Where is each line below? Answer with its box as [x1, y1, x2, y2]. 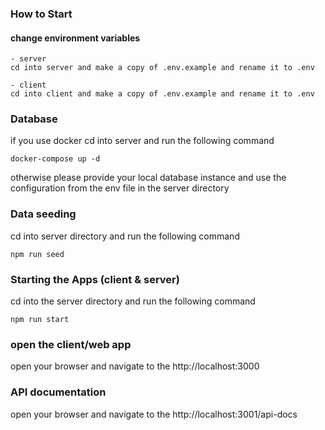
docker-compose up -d [10, 154, 101, 164]
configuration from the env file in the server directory [10, 182, 230, 194]
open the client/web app [10, 337, 132, 351]
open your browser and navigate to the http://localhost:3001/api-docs [10, 408, 298, 420]
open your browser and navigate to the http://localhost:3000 [10, 360, 260, 372]
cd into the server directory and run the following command [10, 295, 256, 307]
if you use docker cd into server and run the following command [10, 135, 275, 147]
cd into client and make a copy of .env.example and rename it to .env [10, 89, 315, 99]
